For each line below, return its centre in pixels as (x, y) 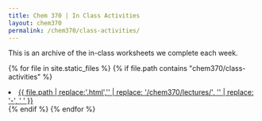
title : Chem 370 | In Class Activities (74, 16)
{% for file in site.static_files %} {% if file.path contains (98, 68)
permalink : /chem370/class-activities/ (74, 30)
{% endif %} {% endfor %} (52, 109)
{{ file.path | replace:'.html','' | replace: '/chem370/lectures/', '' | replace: (136, 92)
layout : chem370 (35, 23)
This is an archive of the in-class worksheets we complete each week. (123, 53)
